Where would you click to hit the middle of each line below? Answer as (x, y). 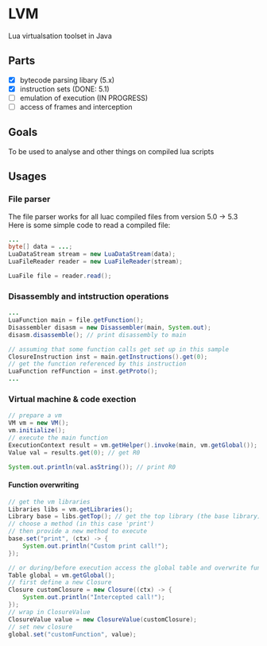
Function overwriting (44, 485)
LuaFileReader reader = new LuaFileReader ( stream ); (95, 262)
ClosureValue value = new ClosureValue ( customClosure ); (103, 619)
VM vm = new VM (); (39, 423)
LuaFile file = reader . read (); (60, 276)
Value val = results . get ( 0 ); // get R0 (74, 453)
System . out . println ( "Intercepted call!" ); (94, 598)
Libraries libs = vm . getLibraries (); (71, 509)
